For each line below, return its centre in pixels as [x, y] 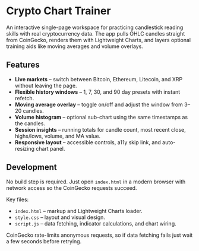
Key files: [18, 199]
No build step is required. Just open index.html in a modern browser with [96, 182]
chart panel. [50, 148]
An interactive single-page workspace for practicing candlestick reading [95, 27]
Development [32, 167]
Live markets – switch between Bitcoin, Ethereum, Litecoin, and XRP [99, 79]
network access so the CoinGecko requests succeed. [72, 188]
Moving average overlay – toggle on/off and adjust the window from [99, 104]
